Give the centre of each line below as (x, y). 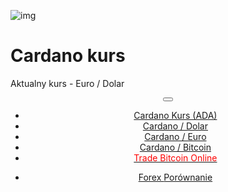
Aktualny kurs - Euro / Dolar (67, 83)
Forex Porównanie (175, 177)
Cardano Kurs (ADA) (175, 115)
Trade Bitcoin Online (175, 157)
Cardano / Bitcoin (175, 147)
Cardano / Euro (175, 136)
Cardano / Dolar (175, 126)
